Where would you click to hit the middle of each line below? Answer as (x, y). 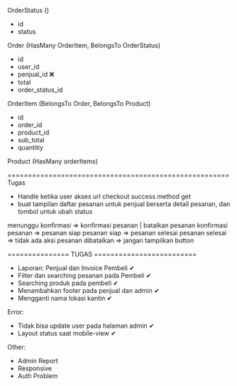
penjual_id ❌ (36, 74)
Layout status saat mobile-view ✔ (67, 333)
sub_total (31, 140)
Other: (17, 347)
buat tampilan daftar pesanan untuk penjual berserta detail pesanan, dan (124, 204)
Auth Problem (38, 376)
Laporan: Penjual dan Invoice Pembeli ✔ (76, 268)
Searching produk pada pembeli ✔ (68, 283)
